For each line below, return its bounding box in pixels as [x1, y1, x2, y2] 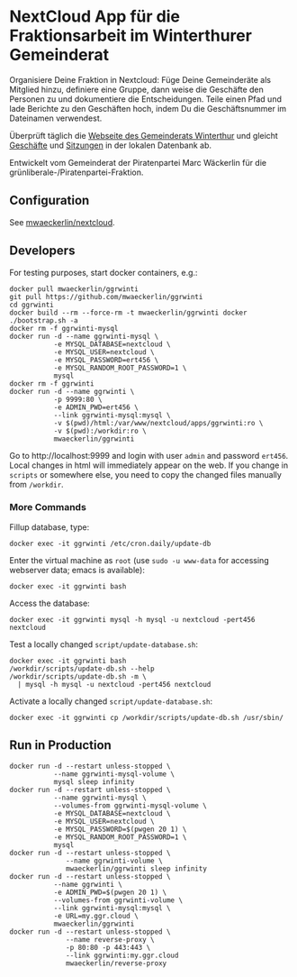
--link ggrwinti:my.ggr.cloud [66, 951, 179, 960]
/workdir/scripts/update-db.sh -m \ [9, 671, 147, 681]
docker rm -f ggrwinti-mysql [9, 324, 119, 333]
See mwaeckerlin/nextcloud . [9, 216, 115, 227]
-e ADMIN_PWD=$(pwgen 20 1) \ [53, 888, 167, 897]
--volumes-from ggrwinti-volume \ [53, 895, 183, 905]
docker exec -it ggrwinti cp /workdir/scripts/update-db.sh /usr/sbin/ [9, 713, 283, 722]
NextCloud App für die [9, 6, 180, 27]
